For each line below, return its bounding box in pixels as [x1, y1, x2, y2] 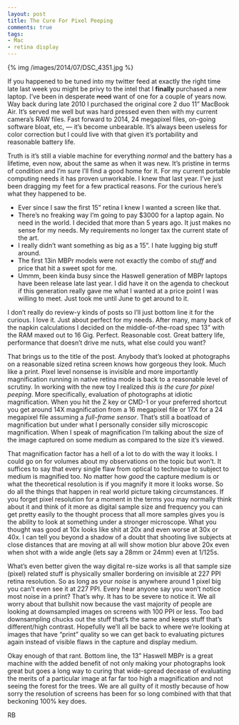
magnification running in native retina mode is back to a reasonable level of [7, 375, 228, 383]
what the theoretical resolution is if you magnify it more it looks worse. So [7, 480, 223, 488]
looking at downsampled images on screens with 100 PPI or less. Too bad [7, 607, 223, 616]
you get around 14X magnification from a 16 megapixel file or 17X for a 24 [7, 405, 223, 414]
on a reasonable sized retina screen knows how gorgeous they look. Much [7, 360, 226, 368]
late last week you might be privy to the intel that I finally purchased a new [7, 85, 227, 93]
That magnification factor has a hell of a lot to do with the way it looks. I [7, 450, 218, 457]
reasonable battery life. [7, 138, 76, 146]
